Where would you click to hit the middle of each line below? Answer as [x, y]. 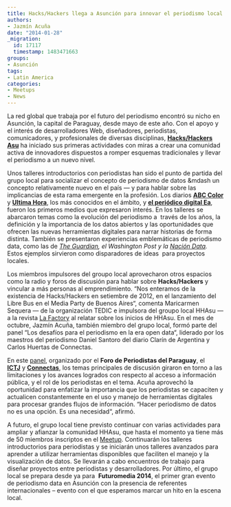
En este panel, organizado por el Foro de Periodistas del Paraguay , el [106, 360]
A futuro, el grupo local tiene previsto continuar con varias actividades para [114, 425]
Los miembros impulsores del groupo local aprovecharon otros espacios [109, 274]
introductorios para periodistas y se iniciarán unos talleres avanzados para [113, 447]
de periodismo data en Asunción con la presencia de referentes [97, 483]
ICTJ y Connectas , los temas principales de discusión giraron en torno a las [115, 368]
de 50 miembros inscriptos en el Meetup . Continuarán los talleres [100, 439]
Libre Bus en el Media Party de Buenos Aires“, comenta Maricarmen [103, 303]
